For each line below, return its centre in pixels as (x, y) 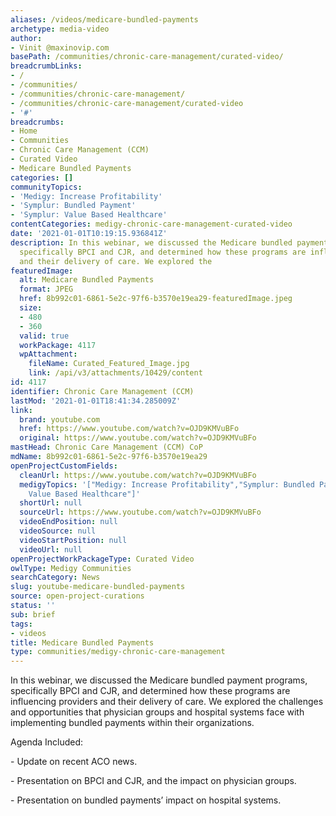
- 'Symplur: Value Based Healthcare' (89, 215)
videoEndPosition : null (68, 522)
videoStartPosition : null (73, 540)
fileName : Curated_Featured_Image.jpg (109, 364)
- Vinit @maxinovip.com (60, 47)
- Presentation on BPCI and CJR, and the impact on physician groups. (153, 781)
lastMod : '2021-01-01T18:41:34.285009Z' (96, 401)
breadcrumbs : (37, 122)
